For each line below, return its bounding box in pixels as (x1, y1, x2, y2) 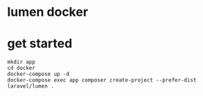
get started (7, 36, 73, 52)
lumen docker (7, 4, 89, 20)
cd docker (7, 65, 36, 72)
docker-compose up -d (7, 70, 70, 78)
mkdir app (7, 59, 36, 66)
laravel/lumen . (7, 83, 54, 90)
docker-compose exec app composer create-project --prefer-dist (7, 77, 197, 84)
